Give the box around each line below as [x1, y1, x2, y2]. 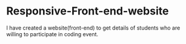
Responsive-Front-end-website [6, 4, 169, 18]
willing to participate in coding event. [6, 30, 99, 37]
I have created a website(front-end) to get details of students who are [6, 24, 181, 31]
